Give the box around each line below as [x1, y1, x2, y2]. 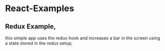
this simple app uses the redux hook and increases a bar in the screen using [5, 35, 161, 41]
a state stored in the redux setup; [5, 40, 73, 46]
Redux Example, [5, 22, 56, 31]
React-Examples [5, 3, 75, 14]
